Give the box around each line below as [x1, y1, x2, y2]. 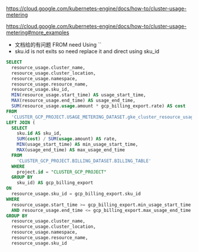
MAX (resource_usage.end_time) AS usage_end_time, [11, 97, 136, 104]
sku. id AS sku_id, [16, 130, 62, 136]
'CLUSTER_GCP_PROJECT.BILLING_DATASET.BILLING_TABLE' [16, 158, 151, 164]
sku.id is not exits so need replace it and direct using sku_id [14, 48, 160, 55]
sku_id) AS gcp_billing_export [16, 180, 94, 186]
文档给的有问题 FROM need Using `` [14, 41, 102, 48]
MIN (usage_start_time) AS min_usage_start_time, [16, 142, 138, 148]
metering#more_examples [6, 29, 70, 36]
